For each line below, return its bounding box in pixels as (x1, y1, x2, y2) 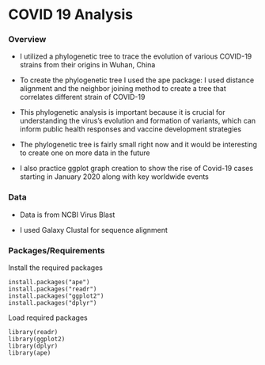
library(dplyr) (8, 342, 59, 350)
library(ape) (8, 349, 51, 357)
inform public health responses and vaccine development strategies (19, 124, 242, 134)
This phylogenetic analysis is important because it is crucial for (19, 108, 225, 117)
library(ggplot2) (8, 335, 66, 344)
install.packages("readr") (8, 285, 97, 294)
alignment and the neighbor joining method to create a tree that (19, 84, 227, 93)
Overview (8, 34, 47, 45)
